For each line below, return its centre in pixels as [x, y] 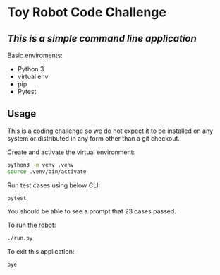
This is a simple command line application [102, 39]
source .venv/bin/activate [47, 171]
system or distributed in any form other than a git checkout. [93, 138]
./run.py [20, 238]
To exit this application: [41, 252]
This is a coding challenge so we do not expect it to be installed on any [110, 131]
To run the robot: [32, 225]
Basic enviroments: [35, 55]
